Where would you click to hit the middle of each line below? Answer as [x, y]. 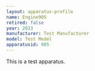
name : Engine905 [26, 17]
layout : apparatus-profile [40, 12]
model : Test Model [29, 39]
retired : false [25, 22]
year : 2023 [20, 28]
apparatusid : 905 [28, 45]
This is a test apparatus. [36, 61]
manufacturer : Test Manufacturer [48, 34]
